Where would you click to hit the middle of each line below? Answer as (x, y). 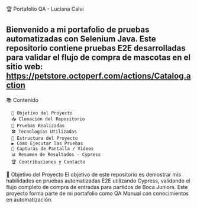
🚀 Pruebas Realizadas (38, 126)
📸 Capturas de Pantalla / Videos (53, 148)
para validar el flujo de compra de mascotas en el (98, 58)
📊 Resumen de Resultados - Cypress (56, 154)
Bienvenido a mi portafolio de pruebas (78, 30)
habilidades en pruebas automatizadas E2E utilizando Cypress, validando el (98, 181)
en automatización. (30, 199)
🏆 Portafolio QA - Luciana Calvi (45, 9)
